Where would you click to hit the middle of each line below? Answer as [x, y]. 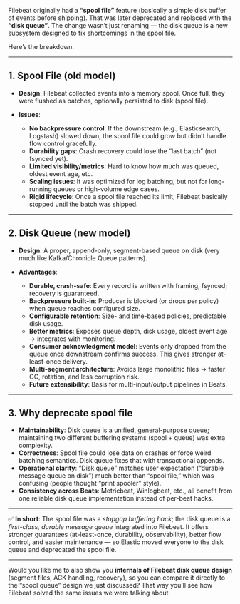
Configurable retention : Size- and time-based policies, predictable [127, 316]
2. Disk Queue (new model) [69, 234]
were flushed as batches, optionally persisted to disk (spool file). [113, 101]
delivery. [75, 361]
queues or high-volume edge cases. [106, 189]
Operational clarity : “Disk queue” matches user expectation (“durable [121, 468]
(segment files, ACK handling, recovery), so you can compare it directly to [117, 578]
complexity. [35, 446]
